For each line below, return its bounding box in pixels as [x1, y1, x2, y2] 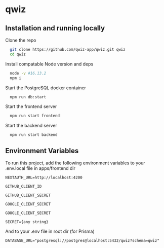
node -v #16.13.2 [10, 70, 47, 76]
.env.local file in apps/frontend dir [5, 165, 76, 171]
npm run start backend [10, 132, 58, 137]
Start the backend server [5, 123, 57, 129]
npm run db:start [10, 94, 47, 99]
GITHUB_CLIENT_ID [5, 184, 42, 189]
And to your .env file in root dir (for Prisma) [5, 228, 95, 234]
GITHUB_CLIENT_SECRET [5, 193, 51, 198]
